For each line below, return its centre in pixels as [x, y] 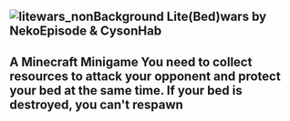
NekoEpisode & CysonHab [86, 31]
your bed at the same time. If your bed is [126, 91]
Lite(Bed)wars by [217, 17]
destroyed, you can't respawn [97, 104]
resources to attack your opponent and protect [145, 76]
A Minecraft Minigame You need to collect [131, 61]
